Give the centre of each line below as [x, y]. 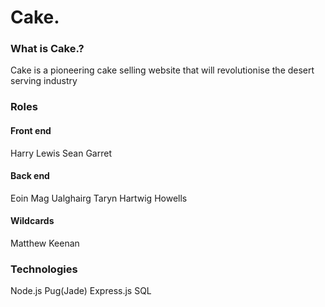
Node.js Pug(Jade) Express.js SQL [81, 291]
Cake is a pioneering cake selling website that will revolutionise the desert [162, 70]
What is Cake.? [47, 49]
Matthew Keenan [45, 243]
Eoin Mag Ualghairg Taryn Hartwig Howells [99, 198]
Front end [31, 130]
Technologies [44, 269]
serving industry [44, 81]
